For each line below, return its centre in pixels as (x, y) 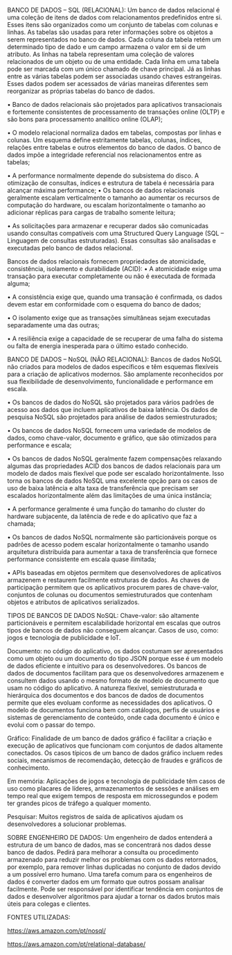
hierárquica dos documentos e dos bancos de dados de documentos (106, 695)
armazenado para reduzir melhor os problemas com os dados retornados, (113, 860)
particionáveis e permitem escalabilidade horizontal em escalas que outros (114, 623)
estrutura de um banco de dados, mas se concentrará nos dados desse (109, 845)
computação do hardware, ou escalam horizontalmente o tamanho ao (107, 205)
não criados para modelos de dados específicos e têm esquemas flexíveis (113, 367)
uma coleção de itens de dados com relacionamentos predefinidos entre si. (115, 17)
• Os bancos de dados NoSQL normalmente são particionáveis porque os (112, 537)
